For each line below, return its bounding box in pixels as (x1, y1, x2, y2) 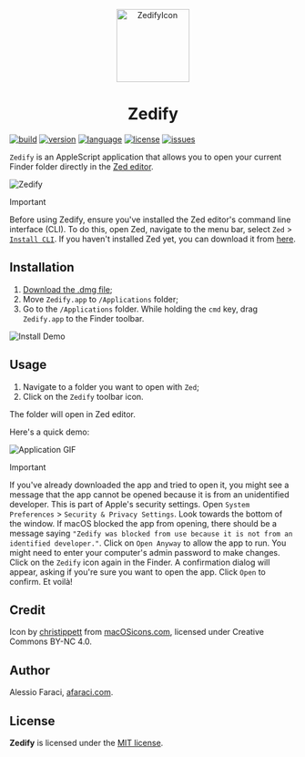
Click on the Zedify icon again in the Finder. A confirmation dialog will (9, 557, 270, 568)
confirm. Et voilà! (9, 576, 73, 587)
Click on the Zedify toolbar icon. (22, 391, 144, 402)
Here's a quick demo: (9, 426, 90, 437)
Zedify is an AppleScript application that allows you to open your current (9, 151, 282, 162)
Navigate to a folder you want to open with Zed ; (22, 381, 200, 392)
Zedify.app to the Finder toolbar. (22, 312, 145, 323)
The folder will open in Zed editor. (9, 408, 137, 419)
